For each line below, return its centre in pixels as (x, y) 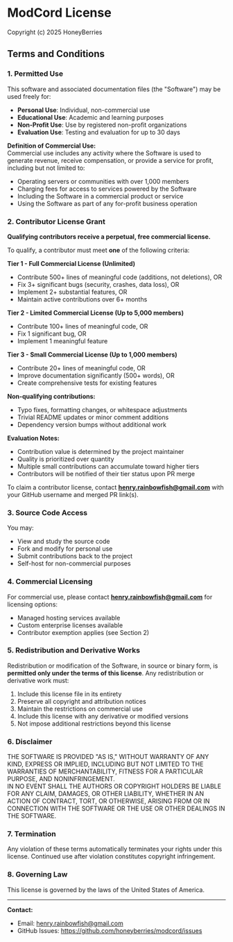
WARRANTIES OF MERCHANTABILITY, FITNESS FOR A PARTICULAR (105, 771)
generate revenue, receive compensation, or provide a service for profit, (110, 160)
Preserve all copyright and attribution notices (82, 701)
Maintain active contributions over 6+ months (82, 299)
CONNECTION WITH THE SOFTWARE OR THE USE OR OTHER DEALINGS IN (116, 808)
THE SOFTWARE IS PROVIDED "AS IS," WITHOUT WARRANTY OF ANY (108, 757)
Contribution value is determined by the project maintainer (101, 451)
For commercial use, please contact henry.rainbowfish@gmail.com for (110, 597)
